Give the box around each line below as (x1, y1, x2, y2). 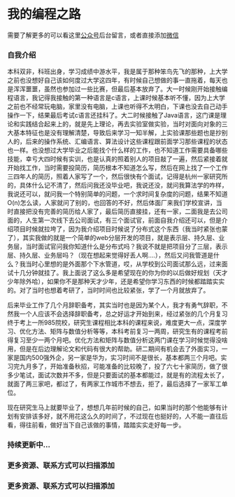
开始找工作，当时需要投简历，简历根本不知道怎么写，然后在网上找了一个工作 (7, 164, 228, 172)
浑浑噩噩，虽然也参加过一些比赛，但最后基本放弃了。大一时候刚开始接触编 (13, 85, 228, 93)
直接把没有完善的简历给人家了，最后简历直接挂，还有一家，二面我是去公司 (13, 207, 228, 216)
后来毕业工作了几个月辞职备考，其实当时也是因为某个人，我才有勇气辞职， (7, 301, 222, 309)
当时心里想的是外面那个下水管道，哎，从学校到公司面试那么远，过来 (25, 260, 222, 268)
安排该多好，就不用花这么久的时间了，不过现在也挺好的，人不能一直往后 (19, 412, 228, 421)
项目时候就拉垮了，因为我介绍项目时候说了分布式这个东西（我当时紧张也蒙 (13, 225, 228, 233)
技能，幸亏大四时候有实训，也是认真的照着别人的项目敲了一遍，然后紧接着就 (7, 155, 228, 163)
